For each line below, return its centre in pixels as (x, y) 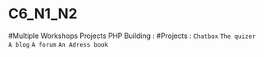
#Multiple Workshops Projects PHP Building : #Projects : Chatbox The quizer (132, 36)
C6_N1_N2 (43, 14)
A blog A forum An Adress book (58, 44)
